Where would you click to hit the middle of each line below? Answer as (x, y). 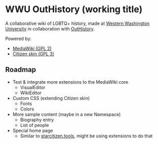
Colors (27, 109)
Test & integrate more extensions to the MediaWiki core (70, 82)
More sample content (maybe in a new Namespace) (67, 114)
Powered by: (18, 39)
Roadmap (21, 70)
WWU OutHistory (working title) (74, 9)
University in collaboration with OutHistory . (50, 28)
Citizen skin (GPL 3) (33, 54)
